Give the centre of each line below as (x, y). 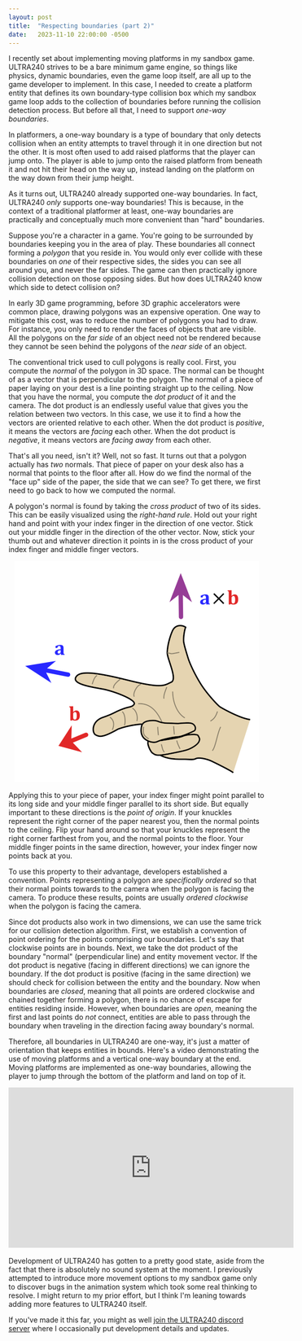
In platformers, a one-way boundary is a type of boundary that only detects (135, 135)
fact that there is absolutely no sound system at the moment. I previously (131, 1269)
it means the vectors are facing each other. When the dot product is (122, 432)
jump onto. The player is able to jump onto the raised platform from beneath (136, 161)
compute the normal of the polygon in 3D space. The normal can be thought (136, 371)
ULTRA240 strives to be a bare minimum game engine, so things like (123, 67)
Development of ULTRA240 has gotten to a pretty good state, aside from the (136, 1261)
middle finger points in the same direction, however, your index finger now (133, 848)
